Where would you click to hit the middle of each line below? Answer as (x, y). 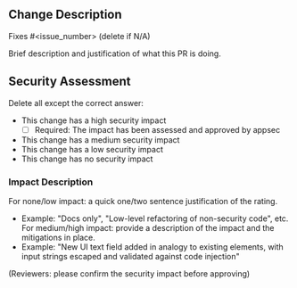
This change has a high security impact (94, 120)
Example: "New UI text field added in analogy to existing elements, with (153, 247)
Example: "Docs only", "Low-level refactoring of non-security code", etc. (155, 218)
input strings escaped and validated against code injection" (130, 256)
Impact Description (51, 182)
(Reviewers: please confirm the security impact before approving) (129, 273)
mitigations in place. (58, 237)
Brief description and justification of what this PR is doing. (115, 53)
